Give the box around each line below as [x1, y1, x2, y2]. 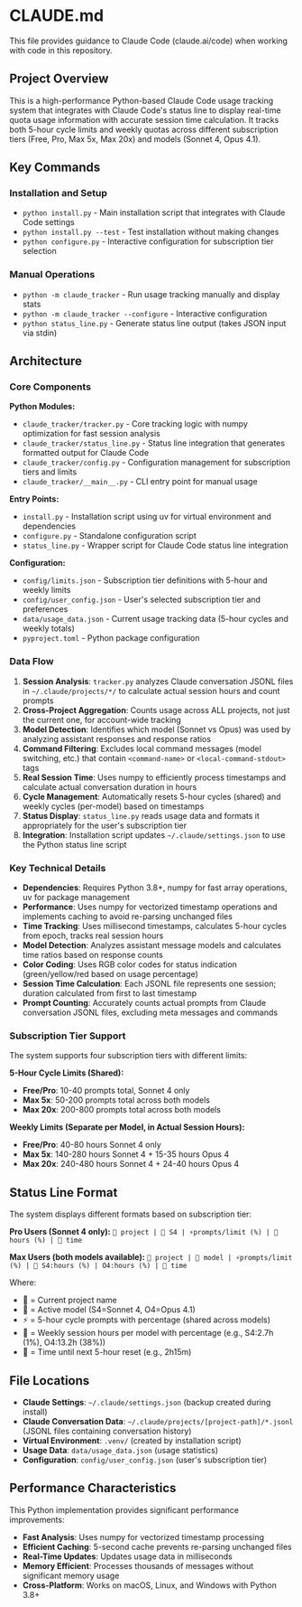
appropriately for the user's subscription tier [22, 820, 188, 831]
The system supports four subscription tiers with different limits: [9, 1050, 248, 1061]
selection [22, 246, 57, 257]
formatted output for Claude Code [22, 447, 150, 458]
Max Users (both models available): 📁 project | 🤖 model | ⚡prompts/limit [9, 1252, 293, 1263]
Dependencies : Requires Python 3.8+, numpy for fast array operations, [22, 882, 288, 893]
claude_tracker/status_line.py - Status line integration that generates [22, 437, 286, 448]
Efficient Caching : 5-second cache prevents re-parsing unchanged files [22, 1541, 293, 1552]
